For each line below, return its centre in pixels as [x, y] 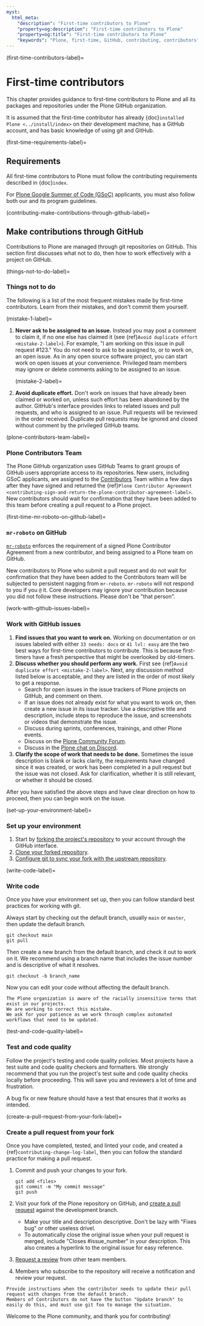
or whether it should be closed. [54, 780]
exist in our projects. [36, 1004]
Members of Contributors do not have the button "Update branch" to [95, 1299]
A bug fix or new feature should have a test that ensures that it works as [96, 1098]
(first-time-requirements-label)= [46, 142]
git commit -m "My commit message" [60, 1186]
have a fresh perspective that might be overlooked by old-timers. [114, 657]
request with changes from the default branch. [68, 1294]
